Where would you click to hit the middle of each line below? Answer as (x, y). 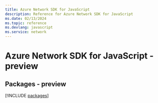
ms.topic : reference (26, 23)
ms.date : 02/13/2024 (26, 18)
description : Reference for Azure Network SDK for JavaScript (69, 14)
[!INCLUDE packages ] (27, 96)
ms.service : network (26, 32)
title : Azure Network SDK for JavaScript (47, 9)
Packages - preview (36, 84)
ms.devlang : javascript (29, 28)
